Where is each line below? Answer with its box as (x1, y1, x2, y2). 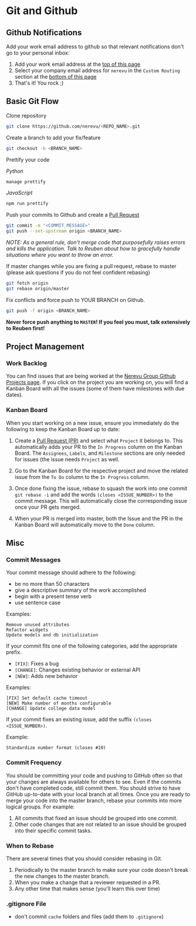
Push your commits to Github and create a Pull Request (6, 212, 140, 219)
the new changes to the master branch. (14, 873, 110, 880)
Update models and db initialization (6, 632, 99, 638)
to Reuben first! (6, 324, 45, 331)
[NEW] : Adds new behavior (14, 673, 78, 680)
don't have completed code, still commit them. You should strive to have (6, 784, 181, 791)
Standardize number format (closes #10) (6, 745, 107, 751)
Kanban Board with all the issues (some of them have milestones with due (6, 385, 185, 392)
